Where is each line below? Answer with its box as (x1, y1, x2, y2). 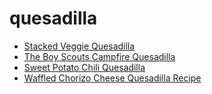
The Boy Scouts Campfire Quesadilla (23, 50, 176, 62)
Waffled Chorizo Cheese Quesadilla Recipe (23, 72, 202, 84)
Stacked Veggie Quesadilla (23, 40, 136, 52)
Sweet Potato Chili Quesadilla (23, 61, 146, 73)
